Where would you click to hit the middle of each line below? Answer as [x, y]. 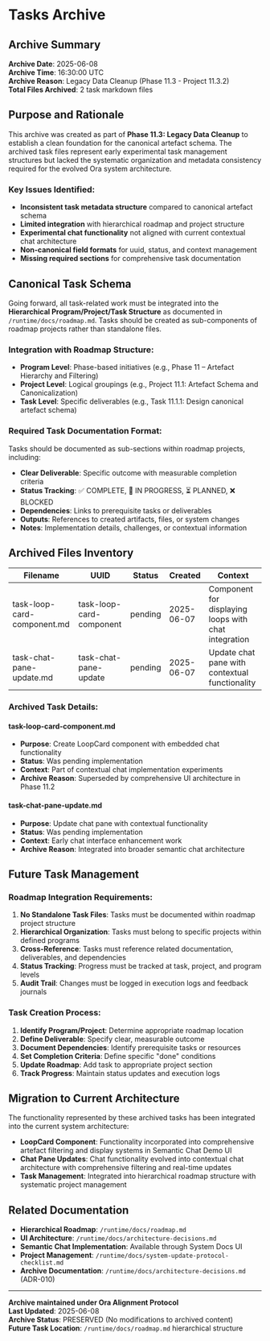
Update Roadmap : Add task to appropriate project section [116, 1065]
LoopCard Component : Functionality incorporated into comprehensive [137, 1142]
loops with [228, 620]
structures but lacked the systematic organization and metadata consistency [135, 160]
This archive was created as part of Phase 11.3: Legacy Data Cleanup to [129, 134]
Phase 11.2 [37, 787]
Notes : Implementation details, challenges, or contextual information [133, 527]
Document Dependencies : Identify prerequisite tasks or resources [130, 1047]
